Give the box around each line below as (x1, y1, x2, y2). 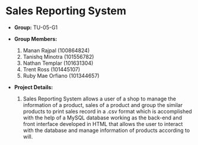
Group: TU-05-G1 (14, 24, 58, 31)
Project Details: (14, 83, 53, 90)
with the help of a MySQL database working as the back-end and (23, 114, 182, 121)
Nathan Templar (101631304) (23, 59, 94, 67)
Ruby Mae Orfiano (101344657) (23, 72, 100, 79)
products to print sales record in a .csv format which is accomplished (23, 108, 192, 115)
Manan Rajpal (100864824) (23, 46, 90, 54)
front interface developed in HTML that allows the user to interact (23, 120, 183, 127)
